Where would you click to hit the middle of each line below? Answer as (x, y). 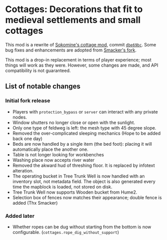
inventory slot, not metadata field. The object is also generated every (84, 181)
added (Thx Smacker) (35, 203)
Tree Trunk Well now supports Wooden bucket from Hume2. (75, 192)
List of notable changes (43, 86)
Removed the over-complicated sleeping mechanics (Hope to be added (87, 133)
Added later (20, 216)
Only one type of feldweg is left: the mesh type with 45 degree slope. (84, 128)
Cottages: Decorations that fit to (74, 9)
